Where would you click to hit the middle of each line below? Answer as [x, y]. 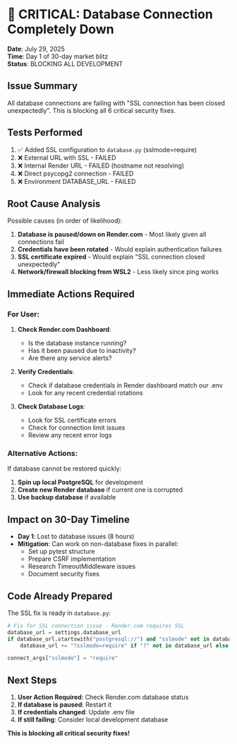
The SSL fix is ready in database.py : [59, 613]
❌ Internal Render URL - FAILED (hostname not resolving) [101, 166]
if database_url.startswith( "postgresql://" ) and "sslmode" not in [109, 639]
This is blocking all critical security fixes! [69, 733]
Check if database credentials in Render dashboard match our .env [126, 385]
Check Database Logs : [51, 407]
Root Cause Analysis [54, 204]
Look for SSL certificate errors [72, 420]
